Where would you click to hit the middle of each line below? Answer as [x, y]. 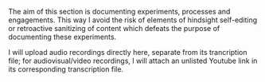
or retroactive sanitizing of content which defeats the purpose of [114, 28]
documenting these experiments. [62, 37]
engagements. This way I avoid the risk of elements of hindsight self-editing [133, 20]
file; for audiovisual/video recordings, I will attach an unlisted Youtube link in [133, 61]
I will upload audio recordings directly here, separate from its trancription [128, 52]
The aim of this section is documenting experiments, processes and [119, 12]
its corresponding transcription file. [66, 69]
